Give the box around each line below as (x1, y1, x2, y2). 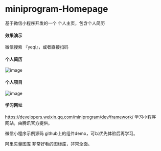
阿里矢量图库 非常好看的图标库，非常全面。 (5, 141, 92, 147)
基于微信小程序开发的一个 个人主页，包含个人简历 (5, 20, 105, 26)
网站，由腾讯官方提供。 (5, 120, 52, 126)
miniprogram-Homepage (5, 3, 109, 15)
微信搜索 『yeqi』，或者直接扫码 (5, 44, 69, 50)
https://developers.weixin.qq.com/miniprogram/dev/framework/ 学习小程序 (5, 114, 157, 120)
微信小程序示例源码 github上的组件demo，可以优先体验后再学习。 (5, 130, 138, 136)
